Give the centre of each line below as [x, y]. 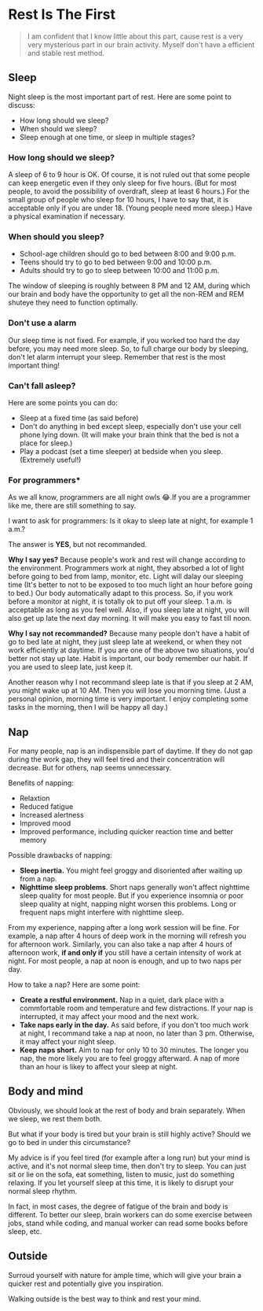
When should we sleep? [58, 128]
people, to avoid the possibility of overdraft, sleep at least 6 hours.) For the [129, 191]
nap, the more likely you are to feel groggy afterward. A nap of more [130, 1058]
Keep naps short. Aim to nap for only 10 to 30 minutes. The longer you [134, 1050]
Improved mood [45, 823]
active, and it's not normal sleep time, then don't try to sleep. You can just [127, 1165]
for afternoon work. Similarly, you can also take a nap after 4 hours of [121, 944]
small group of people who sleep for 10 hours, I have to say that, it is [119, 200]
